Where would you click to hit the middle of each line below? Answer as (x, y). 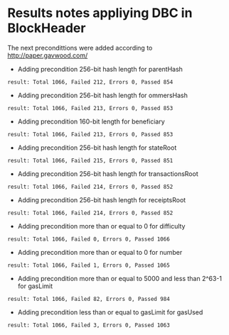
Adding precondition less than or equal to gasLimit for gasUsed (110, 312)
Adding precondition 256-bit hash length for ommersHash (103, 95)
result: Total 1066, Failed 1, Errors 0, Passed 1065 (89, 265)
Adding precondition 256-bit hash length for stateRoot (97, 148)
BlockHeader (47, 28)
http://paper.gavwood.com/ (48, 55)
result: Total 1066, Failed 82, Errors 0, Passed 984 (89, 299)
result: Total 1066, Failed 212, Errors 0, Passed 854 (90, 82)
